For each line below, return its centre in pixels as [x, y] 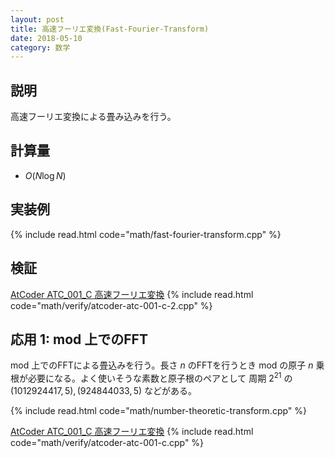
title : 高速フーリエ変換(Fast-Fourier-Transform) [110, 29]
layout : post [37, 19]
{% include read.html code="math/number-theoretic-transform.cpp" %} [159, 410]
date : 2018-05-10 [46, 38]
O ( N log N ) [45, 175]
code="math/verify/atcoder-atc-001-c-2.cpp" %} [111, 305]
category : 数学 [40, 47]
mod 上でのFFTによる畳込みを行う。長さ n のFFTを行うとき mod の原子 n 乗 [167, 365]
